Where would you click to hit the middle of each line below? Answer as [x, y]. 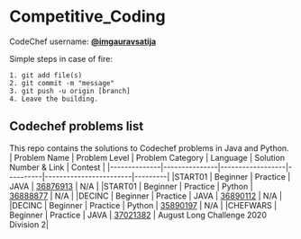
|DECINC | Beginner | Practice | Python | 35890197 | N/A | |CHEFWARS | [143, 205]
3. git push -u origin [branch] [70, 91]
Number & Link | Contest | [57, 167]
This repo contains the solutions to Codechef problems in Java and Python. [150, 148]
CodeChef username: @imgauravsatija [83, 41]
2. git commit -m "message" [62, 83]
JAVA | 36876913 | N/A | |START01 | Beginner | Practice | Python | [132, 186]
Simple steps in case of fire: [61, 58]
